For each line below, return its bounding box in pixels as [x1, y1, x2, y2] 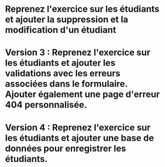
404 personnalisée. [5, 100, 87, 110]
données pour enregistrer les [5, 143, 126, 154]
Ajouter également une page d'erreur [5, 89, 160, 100]
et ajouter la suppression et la [5, 14, 129, 25]
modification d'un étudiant [5, 25, 116, 35]
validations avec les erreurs [5, 68, 121, 79]
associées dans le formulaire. [5, 78, 128, 90]
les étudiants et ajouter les [5, 58, 115, 68]
